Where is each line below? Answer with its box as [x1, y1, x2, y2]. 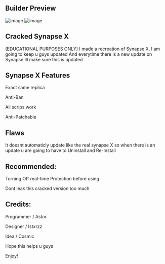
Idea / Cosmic [5, 233, 34, 239]
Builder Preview [5, 4, 56, 13]
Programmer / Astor [5, 213, 47, 219]
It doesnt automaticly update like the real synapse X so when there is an [5, 142, 155, 148]
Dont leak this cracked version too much [5, 185, 90, 192]
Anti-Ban [5, 94, 24, 100]
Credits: [5, 200, 31, 209]
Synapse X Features [5, 71, 70, 80]
